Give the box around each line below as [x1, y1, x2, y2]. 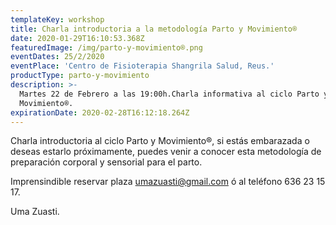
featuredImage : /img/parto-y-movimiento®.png [10, 42, 203, 53]
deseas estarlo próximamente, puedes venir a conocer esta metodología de [10, 146, 322, 158]
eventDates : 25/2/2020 [10, 52, 105, 62]
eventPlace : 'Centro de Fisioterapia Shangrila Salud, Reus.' [10, 61, 275, 71]
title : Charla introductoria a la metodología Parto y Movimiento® [10, 24, 298, 34]
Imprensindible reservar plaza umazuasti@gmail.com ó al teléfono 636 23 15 [10, 176, 326, 188]
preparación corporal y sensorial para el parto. [10, 156, 203, 168]
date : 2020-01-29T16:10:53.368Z [10, 33, 145, 43]
